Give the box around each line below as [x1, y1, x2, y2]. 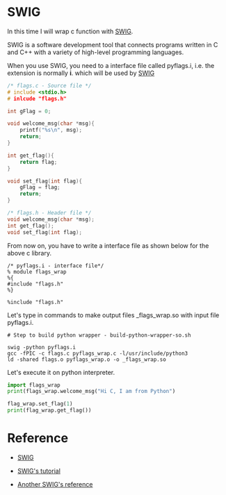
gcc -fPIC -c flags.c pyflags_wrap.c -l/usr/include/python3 [7, 350, 188, 357]
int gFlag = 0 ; [7, 108, 51, 115]
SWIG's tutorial [17, 467, 61, 475]
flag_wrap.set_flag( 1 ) [7, 401, 73, 408]
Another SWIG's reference [17, 480, 93, 488]
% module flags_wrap [7, 268, 67, 275]
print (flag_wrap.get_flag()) [7, 407, 92, 414]
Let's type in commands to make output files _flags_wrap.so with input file [7, 310, 220, 319]
